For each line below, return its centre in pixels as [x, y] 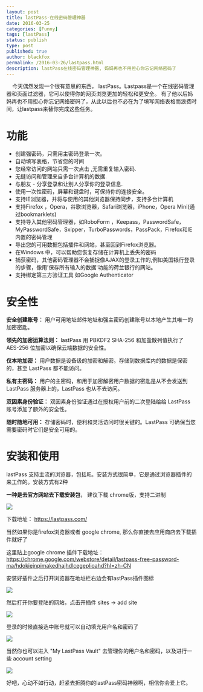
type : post [20, 46]
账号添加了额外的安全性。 [38, 409]
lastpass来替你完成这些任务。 [59, 109]
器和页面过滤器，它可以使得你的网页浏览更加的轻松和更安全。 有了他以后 [97, 94]
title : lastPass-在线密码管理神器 [46, 18]
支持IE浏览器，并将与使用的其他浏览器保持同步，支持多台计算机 [94, 199]
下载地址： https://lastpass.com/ [47, 519]
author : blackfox [28, 57]
